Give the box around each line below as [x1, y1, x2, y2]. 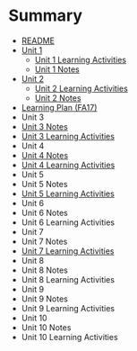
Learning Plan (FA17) [21, 102, 98, 112]
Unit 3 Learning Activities [21, 130, 116, 141]
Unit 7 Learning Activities [21, 245, 115, 256]
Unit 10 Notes [21, 321, 72, 333]
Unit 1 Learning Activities [34, 54, 127, 65]
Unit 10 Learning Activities [21, 331, 118, 342]
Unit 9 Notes [21, 293, 68, 304]
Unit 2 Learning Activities [34, 83, 129, 94]
